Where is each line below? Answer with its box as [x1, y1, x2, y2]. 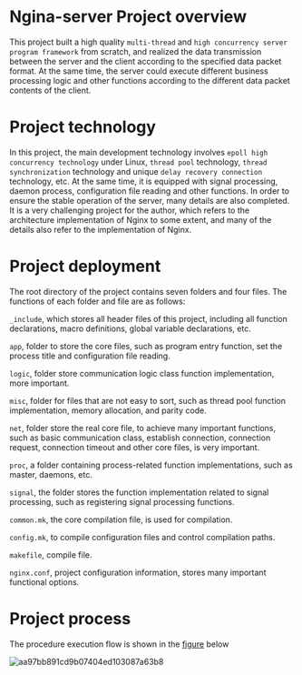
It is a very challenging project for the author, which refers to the [9, 205, 250, 216]
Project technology [9, 116, 157, 137]
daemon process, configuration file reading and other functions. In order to [9, 185, 290, 196]
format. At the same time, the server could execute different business [9, 65, 269, 76]
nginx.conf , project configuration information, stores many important [9, 567, 267, 578]
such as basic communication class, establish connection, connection [9, 432, 271, 443]
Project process [9, 609, 132, 629]
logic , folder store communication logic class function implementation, [9, 368, 275, 378]
